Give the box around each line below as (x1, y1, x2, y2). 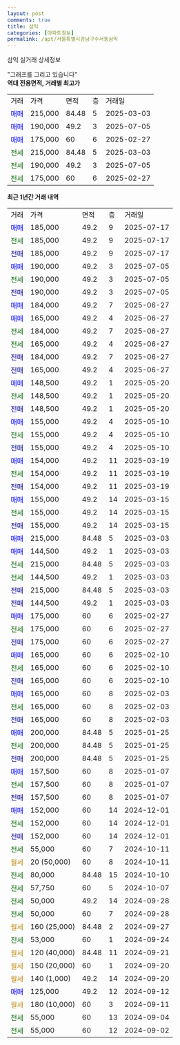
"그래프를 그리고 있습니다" (7, 70, 78, 79)
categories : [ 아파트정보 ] (7, 29, 74, 37)
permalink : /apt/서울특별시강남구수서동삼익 (7, 36, 119, 43)
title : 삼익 (7, 23, 39, 30)
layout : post (7, 10, 45, 17)
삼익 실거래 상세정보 (7, 56, 61, 64)
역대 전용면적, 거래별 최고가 (7, 79, 81, 87)
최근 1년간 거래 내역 (7, 193, 59, 201)
